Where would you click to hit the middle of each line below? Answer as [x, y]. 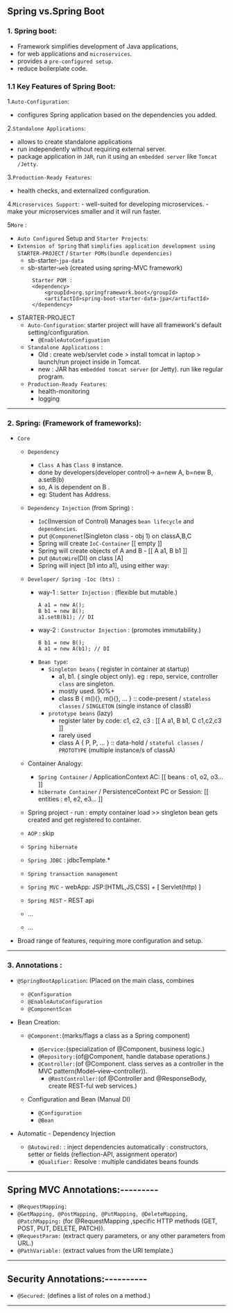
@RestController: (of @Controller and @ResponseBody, [127, 1078]
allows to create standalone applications [75, 141]
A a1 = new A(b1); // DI [74, 649]
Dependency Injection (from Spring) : [80, 508]
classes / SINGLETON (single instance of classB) [125, 706]
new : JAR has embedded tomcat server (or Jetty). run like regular [130, 369]
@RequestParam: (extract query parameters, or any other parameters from [121, 1236]
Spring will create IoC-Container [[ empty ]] [100, 544]
